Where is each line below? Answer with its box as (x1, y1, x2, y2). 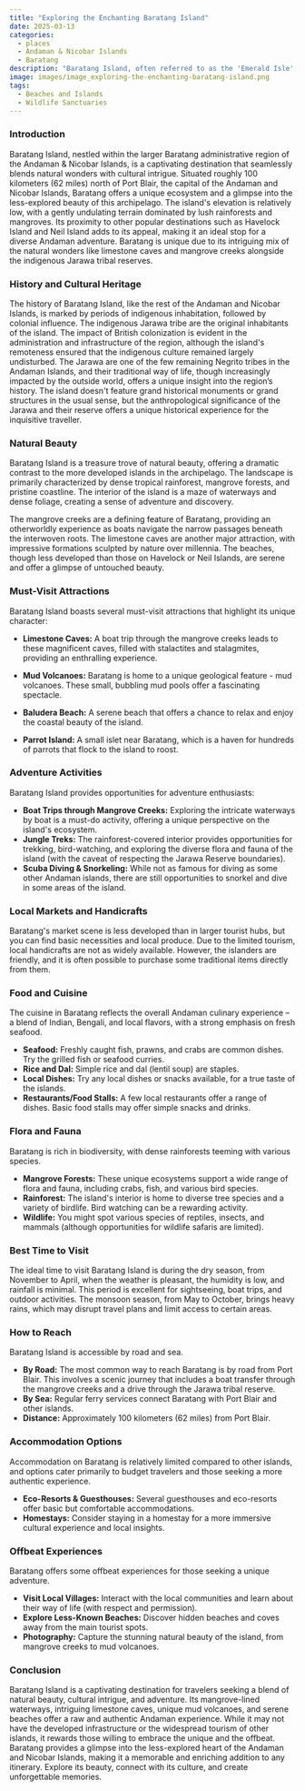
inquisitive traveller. (9, 414, 82, 425)
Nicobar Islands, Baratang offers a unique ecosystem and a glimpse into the (9, 187, 293, 198)
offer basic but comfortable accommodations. (22, 1503, 195, 1514)
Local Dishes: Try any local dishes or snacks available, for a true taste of (22, 1073, 296, 1084)
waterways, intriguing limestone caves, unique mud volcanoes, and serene (9, 1704, 289, 1715)
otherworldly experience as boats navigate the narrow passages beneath (9, 524, 283, 535)
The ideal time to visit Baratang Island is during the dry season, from (9, 1265, 265, 1276)
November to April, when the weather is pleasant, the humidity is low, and (9, 1274, 285, 1285)
